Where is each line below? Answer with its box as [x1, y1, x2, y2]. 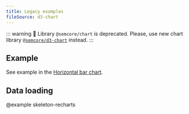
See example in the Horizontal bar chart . [6, 68, 103, 76]
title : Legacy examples [6, 8, 64, 15]
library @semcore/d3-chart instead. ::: [6, 36, 94, 43]
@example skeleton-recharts [6, 101, 76, 108]
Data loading [6, 85, 54, 95]
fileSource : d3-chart [6, 14, 59, 20]
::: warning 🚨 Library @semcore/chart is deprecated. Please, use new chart [6, 30, 183, 37]
